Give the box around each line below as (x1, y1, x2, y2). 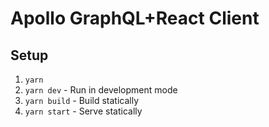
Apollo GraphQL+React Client (10, 7, 260, 30)
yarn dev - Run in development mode (24, 84, 178, 96)
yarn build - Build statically (24, 95, 140, 106)
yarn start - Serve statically (24, 105, 143, 117)
